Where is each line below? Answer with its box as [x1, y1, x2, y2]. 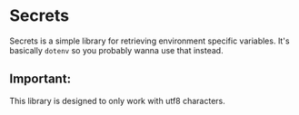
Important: [9, 72, 71, 87]
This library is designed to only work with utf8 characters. [9, 95, 225, 106]
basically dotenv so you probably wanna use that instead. [9, 44, 224, 55]
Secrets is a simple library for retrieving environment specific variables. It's [9, 35, 290, 46]
